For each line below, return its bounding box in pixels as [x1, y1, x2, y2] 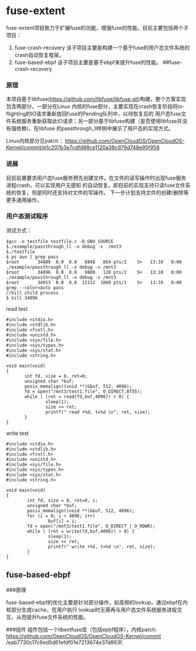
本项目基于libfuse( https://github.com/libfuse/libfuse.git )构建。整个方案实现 [6, 96, 186, 103]
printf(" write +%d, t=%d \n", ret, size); [47, 544, 156, 549]
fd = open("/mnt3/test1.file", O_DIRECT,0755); [24, 389, 143, 394]
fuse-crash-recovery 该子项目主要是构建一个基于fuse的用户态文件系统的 [14, 44, 190, 51]
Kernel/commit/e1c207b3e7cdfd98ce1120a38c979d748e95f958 [6, 144, 160, 151]
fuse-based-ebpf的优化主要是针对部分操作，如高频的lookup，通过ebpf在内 [6, 599, 188, 606]
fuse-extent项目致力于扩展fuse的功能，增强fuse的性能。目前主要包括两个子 [6, 24, 189, 31]
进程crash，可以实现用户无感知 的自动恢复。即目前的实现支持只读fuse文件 [6, 181, 185, 188]
